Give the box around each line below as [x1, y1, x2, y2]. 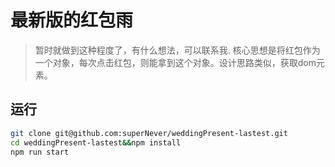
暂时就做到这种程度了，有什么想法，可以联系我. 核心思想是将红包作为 [34, 44, 321, 56]
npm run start [10, 147, 70, 157]
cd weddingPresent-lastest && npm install [10, 137, 182, 148]
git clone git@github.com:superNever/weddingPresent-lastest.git [10, 128, 288, 138]
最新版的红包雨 [10, 9, 134, 32]
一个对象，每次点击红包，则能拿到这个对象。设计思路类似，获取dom [34, 56, 317, 68]
